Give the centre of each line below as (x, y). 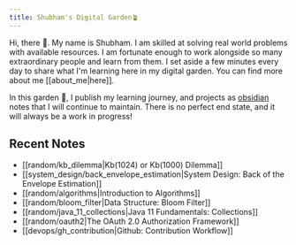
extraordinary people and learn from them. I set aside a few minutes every (144, 61)
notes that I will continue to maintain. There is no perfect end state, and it (142, 106)
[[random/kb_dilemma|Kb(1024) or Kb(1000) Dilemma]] (122, 165)
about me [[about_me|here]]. (62, 80)
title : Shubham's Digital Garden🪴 (74, 17)
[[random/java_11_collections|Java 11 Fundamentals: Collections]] (140, 212)
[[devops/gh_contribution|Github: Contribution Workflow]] (127, 231)
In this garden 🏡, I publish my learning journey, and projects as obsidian (139, 97)
